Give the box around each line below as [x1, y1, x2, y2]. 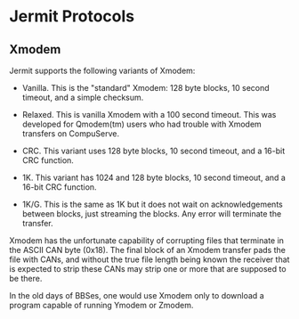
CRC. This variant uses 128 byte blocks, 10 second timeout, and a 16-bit [21, 145, 286, 156]
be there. [9, 274, 43, 283]
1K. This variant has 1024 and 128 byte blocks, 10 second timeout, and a [21, 172, 287, 183]
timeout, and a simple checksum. [21, 92, 144, 102]
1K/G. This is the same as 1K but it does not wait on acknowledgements [21, 199, 283, 209]
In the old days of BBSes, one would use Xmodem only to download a [9, 290, 264, 300]
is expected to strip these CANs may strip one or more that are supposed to [9, 264, 287, 274]
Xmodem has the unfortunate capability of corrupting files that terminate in [9, 235, 285, 246]
